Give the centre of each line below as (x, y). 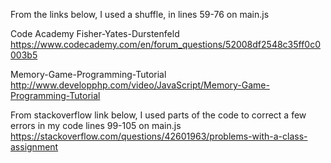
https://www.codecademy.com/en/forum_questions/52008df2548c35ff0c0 (166, 44)
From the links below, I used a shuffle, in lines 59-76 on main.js (140, 14)
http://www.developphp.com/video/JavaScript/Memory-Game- (140, 85)
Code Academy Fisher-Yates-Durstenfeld (95, 33)
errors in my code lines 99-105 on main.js (96, 125)
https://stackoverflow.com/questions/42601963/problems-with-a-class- (159, 136)
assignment (34, 147)
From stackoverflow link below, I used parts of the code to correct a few (158, 115)
